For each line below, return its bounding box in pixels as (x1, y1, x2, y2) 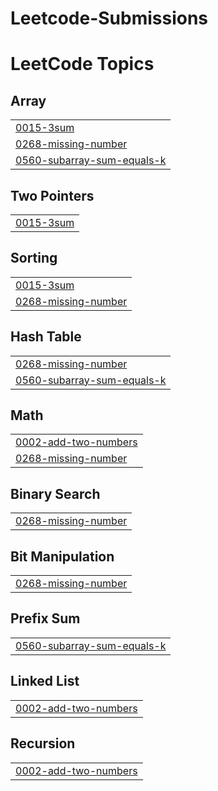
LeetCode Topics (10, 53, 155, 76)
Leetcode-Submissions (10, 7, 209, 30)
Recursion (10, 735, 76, 752)
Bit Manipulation (10, 548, 115, 565)
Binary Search (10, 485, 101, 502)
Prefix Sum (10, 610, 81, 627)
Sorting (10, 250, 58, 267)
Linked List (10, 673, 80, 690)
